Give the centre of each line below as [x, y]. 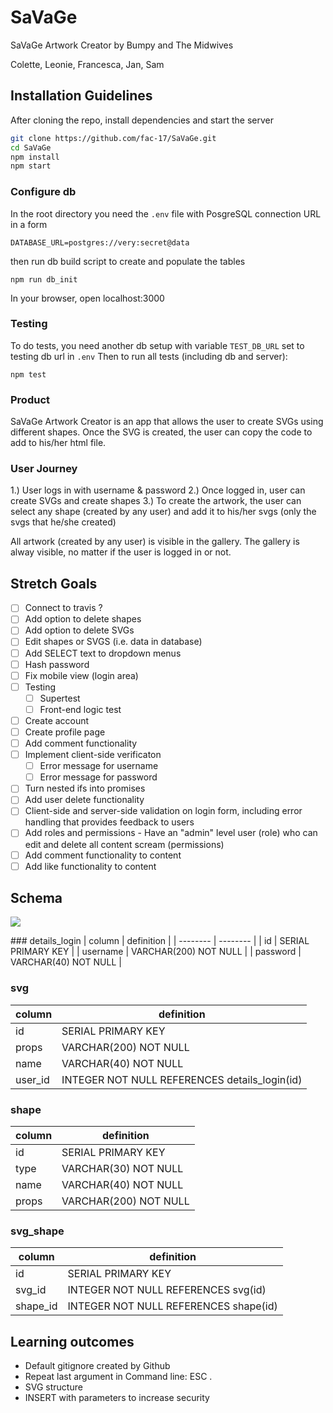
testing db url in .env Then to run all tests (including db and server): [149, 356]
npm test [28, 374]
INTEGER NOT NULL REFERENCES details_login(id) [182, 1079]
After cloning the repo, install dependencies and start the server [142, 120]
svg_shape [37, 1231]
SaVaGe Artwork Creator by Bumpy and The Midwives [122, 45]
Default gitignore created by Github [97, 1366]
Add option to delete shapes [83, 619]
